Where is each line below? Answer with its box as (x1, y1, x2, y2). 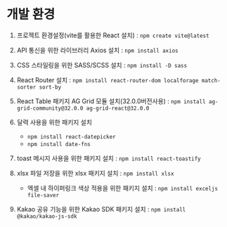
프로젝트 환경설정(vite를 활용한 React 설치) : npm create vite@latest (16, 31, 209, 39)
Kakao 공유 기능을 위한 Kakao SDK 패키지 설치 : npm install (16, 205, 186, 213)
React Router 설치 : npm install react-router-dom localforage (16, 75, 199, 84)
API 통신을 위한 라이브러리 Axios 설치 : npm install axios (16, 46, 179, 54)
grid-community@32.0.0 (16, 105, 84, 112)
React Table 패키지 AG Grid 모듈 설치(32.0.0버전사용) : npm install (16, 96, 206, 105)
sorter (16, 84, 37, 91)
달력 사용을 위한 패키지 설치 (16, 117, 93, 127)
